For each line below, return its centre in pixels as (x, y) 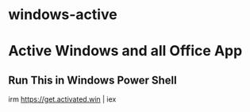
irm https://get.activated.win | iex (62, 99)
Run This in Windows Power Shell (92, 80)
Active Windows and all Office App (125, 51)
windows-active (63, 15)
